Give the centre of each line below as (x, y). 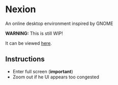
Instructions (25, 59)
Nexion (21, 9)
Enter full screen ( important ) (43, 71)
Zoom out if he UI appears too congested (56, 77)
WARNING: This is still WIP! (34, 33)
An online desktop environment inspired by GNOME (59, 23)
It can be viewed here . (29, 43)
